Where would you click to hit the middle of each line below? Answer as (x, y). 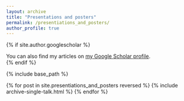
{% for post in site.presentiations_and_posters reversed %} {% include (92, 86)
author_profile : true (33, 28)
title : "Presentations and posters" (51, 17)
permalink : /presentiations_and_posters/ (58, 22)
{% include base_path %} (37, 74)
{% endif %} (21, 63)
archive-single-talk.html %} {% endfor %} (57, 92)
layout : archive (26, 12)
